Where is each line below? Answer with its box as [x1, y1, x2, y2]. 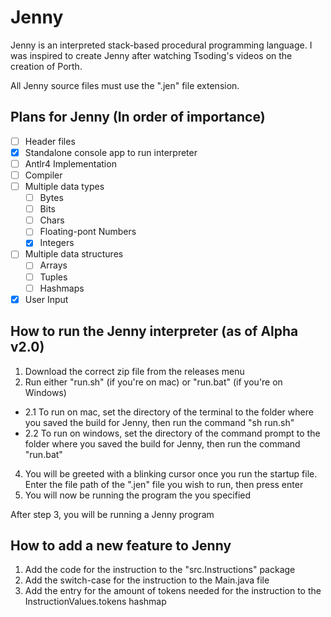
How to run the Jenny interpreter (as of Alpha [10, 323, 299, 340]
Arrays [39, 259, 68, 271]
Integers [39, 237, 75, 249]
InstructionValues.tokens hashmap [24, 596, 167, 608]
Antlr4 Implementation [24, 157, 117, 170]
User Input [24, 293, 69, 305]
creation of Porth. [10, 60, 83, 72]
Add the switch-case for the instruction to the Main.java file [24, 574, 270, 586]
